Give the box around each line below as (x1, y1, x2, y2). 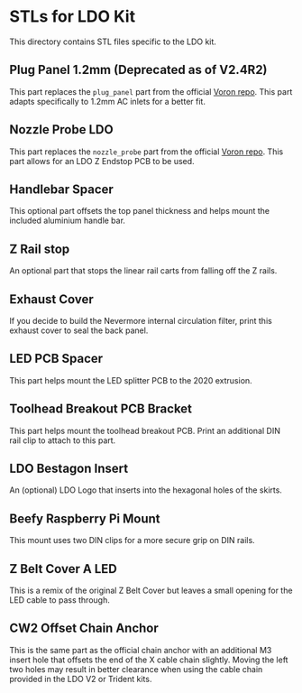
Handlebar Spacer (9, 181, 114, 197)
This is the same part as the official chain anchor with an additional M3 (9, 644, 272, 655)
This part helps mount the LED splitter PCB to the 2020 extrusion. (9, 374, 252, 385)
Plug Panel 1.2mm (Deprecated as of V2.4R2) (9, 62, 268, 78)
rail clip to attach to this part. (9, 435, 116, 446)
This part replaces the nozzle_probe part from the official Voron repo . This (9, 146, 284, 157)
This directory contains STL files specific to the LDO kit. (9, 36, 216, 47)
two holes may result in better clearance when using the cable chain (9, 663, 263, 674)
